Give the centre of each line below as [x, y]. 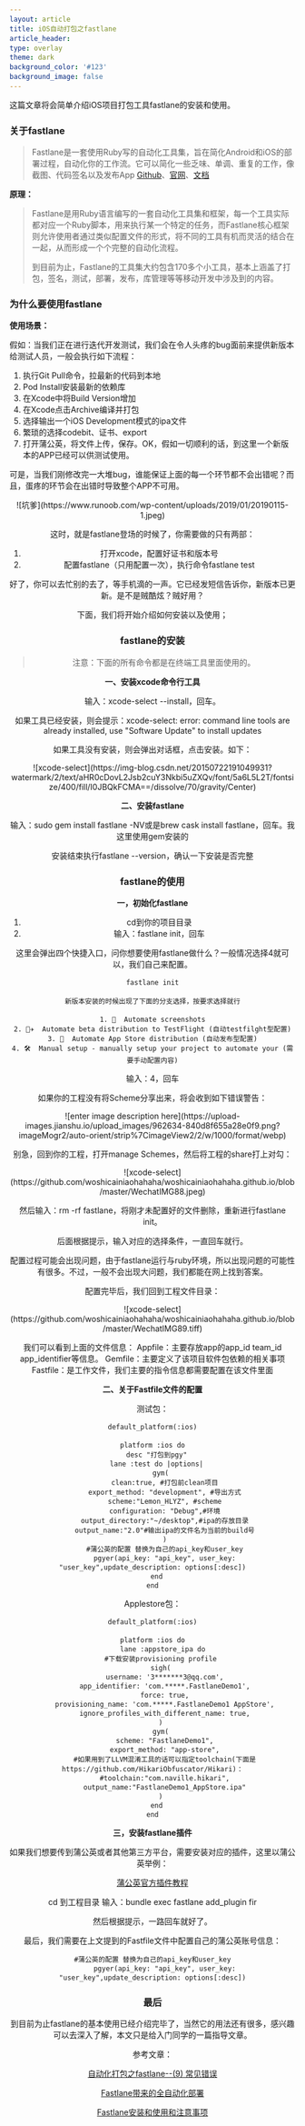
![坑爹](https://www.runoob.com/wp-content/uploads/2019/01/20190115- [152, 506]
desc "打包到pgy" [157, 1455]
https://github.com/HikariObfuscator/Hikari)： [152, 1770]
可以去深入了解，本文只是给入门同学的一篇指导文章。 [152, 2035]
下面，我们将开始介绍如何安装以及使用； [152, 615]
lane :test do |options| [157, 1464]
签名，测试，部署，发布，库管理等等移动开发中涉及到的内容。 [163, 278]
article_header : [40, 38]
